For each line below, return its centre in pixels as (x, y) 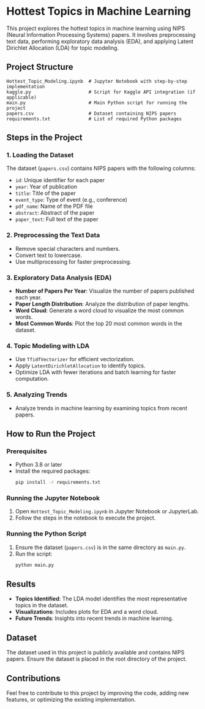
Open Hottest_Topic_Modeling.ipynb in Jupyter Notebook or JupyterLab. (107, 512)
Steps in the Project (44, 138)
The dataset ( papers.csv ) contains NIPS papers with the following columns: (101, 168)
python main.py (35, 565)
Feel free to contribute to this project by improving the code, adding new (98, 693)
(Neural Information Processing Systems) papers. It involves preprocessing (101, 34)
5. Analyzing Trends (37, 395)
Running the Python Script (47, 534)
